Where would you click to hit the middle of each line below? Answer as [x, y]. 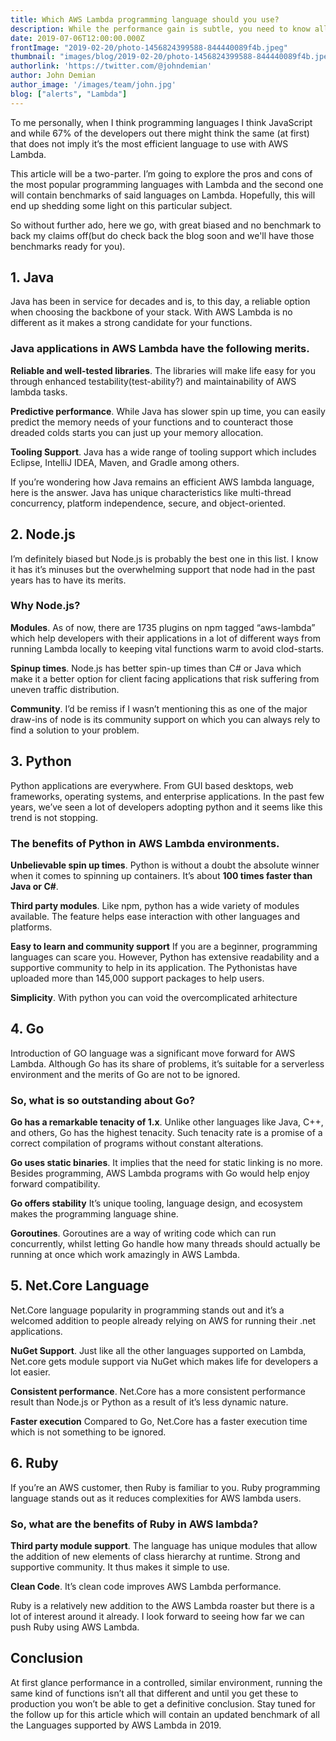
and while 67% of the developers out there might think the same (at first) [160, 133]
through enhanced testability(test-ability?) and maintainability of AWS [153, 381]
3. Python [41, 761]
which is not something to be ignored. [88, 1432]
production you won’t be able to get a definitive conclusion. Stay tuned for [163, 1703]
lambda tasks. [39, 392]
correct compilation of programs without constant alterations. [137, 1143]
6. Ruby [34, 1463]
